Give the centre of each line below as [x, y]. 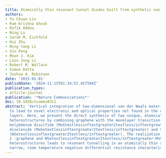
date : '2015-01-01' [25, 79]
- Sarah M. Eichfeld [26, 38]
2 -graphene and [26, 139]
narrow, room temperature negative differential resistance [73, 148]
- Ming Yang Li [21, 47]
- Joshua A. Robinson [27, 74]
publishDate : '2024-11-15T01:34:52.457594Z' [52, 83]
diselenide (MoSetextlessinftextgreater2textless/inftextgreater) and [84, 129]
